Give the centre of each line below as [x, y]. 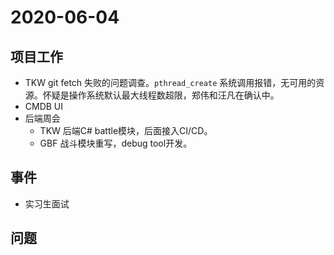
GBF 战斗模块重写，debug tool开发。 [116, 143]
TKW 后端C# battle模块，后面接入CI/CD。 [126, 130]
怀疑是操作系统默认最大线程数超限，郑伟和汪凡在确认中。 [161, 95]
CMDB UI [44, 106]
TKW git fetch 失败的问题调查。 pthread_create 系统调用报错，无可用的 [170, 82]
